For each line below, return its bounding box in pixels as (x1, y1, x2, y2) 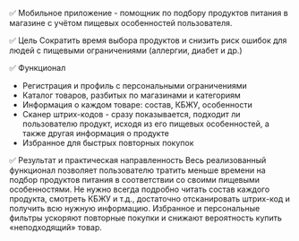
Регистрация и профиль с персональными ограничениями (21, 81, 248, 90)
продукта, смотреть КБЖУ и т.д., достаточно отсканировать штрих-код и (9, 194, 291, 204)
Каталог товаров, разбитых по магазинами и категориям (21, 90, 242, 100)
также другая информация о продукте (21, 128, 170, 138)
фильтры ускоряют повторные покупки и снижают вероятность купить (9, 212, 282, 223)
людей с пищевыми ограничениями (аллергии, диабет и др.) (9, 45, 243, 56)
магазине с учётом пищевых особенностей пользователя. (9, 18, 233, 28)
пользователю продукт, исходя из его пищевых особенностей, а (21, 118, 270, 129)
